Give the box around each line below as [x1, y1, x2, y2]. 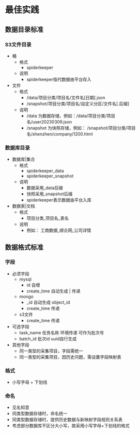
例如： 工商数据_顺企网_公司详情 [26, 227, 92, 233]
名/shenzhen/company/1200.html [26, 131, 93, 137]
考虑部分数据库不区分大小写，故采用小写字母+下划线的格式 [12, 423, 130, 429]
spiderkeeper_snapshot [26, 173, 74, 179]
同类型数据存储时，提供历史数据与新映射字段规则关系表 [12, 416, 123, 423]
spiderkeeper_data [26, 168, 64, 174]
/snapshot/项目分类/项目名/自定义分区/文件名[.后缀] [26, 101, 129, 106]
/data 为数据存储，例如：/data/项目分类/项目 [26, 113, 115, 119]
